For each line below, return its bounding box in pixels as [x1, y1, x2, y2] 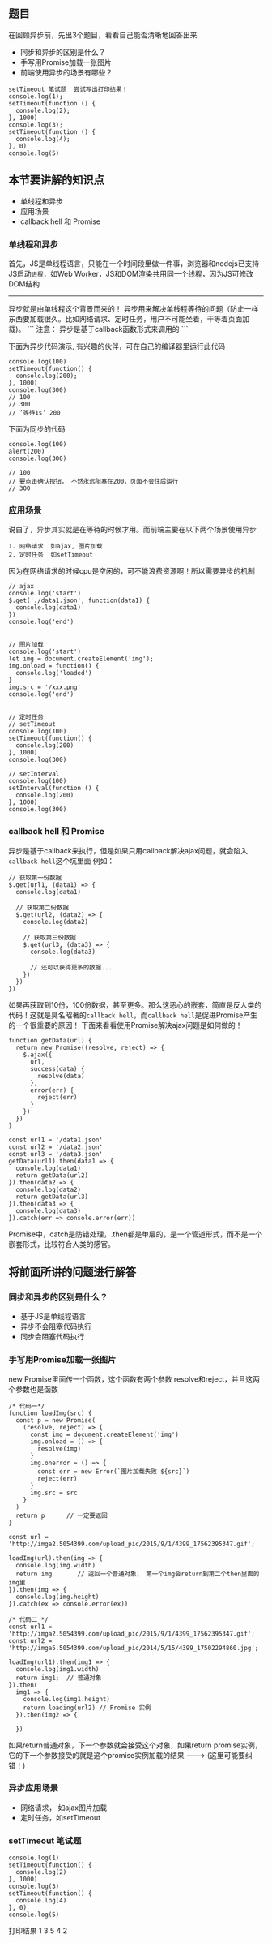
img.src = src [29, 1489, 79, 1497]
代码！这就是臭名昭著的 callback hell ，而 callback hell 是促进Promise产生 [8, 1010, 257, 1020]
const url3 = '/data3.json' [8, 1150, 104, 1158]
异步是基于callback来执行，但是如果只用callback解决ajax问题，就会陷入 [8, 845, 249, 855]
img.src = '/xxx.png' [8, 683, 82, 691]
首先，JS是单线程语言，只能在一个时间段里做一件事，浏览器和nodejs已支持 [8, 258, 260, 269]
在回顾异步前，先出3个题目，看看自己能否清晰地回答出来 [8, 30, 198, 40]
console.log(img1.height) [23, 1695, 111, 1703]
